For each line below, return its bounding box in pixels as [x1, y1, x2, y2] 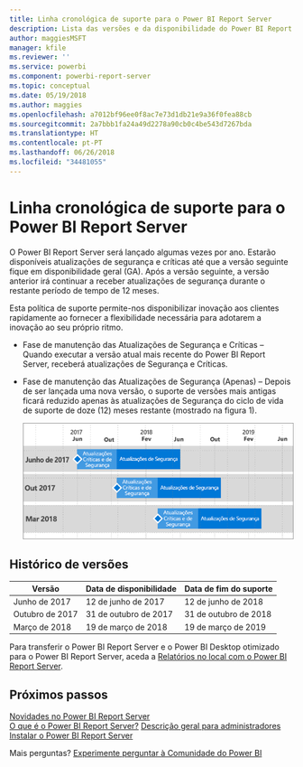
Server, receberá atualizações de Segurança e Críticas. [22, 358, 228, 369]
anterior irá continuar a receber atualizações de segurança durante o [9, 276, 266, 286]
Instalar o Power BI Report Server [9, 730, 133, 741]
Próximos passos [9, 687, 108, 702]
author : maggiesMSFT [9, 33, 87, 42]
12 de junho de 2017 [85, 596, 165, 607]
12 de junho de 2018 [184, 596, 263, 607]
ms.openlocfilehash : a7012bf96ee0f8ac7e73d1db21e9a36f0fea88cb [9, 109, 252, 119]
